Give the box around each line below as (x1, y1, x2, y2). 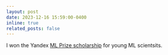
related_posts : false (6, 25, 60, 32)
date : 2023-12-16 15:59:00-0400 (6, 14, 87, 20)
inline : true (6, 20, 39, 26)
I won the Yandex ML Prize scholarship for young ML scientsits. (6, 42, 163, 49)
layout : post (6, 8, 39, 15)
